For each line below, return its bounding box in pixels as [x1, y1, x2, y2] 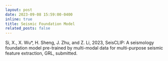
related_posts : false [5, 26, 51, 31]
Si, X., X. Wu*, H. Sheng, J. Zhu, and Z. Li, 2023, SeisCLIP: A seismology [5, 39, 154, 45]
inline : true [5, 16, 33, 21]
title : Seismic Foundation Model [5, 21, 75, 26]
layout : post [5, 7, 33, 12]
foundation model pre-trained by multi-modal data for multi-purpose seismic [5, 45, 163, 51]
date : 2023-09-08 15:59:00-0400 [5, 12, 73, 17]
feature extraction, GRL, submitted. [5, 50, 78, 56]
